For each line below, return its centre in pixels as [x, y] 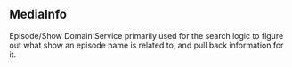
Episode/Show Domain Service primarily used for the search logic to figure [146, 35]
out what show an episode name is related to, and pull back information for [146, 45]
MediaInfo [38, 15]
